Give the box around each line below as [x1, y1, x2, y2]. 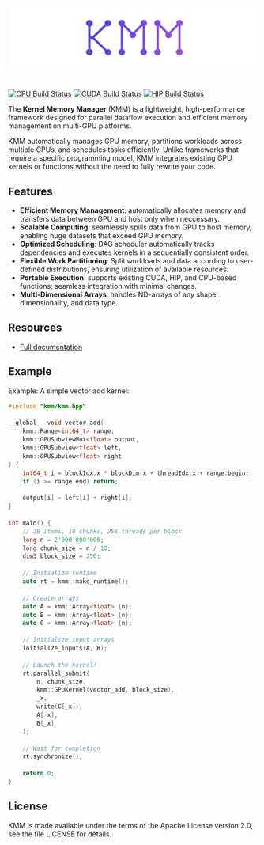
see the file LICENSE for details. [8, 829, 112, 839]
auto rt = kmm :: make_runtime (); [22, 578, 129, 585]
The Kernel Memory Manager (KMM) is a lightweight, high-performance [8, 104, 245, 114]
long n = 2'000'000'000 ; [22, 536, 104, 544]
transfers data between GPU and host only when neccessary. [19, 214, 220, 223]
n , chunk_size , [36, 677, 87, 686]
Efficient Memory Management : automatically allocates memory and [19, 206, 247, 215]
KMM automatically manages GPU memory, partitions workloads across [8, 137, 243, 146]
